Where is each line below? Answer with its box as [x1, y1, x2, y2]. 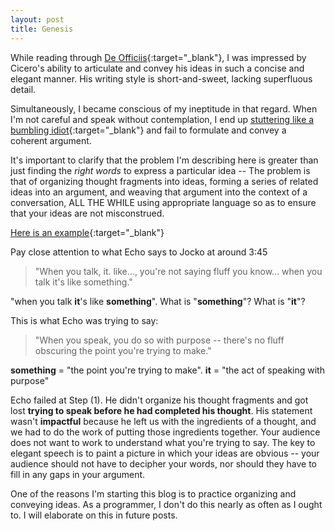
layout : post [10, 14, 65, 25]
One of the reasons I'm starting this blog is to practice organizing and [10, 487, 297, 500]
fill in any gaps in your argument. [10, 468, 146, 480]
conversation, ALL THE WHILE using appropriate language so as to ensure [10, 196, 317, 208]
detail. [10, 83, 37, 95]
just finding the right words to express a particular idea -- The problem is [10, 164, 311, 176]
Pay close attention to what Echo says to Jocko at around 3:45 [10, 246, 268, 258]
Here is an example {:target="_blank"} [10, 226, 165, 238]
